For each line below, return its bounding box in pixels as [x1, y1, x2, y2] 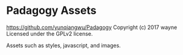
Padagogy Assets [6, 4, 97, 18]
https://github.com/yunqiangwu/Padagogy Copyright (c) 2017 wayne [6, 24, 178, 31]
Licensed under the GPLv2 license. [6, 30, 93, 37]
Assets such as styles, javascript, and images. [6, 42, 121, 49]
